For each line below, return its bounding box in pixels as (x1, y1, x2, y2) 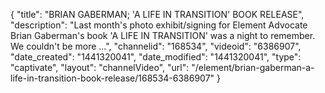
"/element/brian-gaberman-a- (191, 62, 315, 73)
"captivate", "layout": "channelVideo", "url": (10, 62, 190, 73)
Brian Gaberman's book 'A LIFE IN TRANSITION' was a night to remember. (10, 30, 316, 41)
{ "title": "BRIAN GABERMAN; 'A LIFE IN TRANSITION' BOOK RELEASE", (10, 9, 305, 20)
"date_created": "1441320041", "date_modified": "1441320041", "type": (10, 51, 302, 63)
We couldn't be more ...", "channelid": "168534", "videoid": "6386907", (10, 40, 302, 52)
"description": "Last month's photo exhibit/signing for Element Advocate (10, 19, 308, 31)
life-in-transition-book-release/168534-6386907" (10, 72, 215, 84)
